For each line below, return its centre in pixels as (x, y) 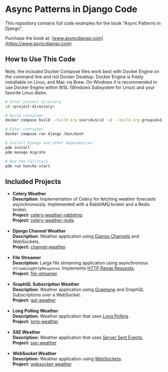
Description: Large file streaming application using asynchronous (80, 263)
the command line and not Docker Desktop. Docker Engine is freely (74, 77)
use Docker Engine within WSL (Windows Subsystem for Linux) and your (80, 87)
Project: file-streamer (35, 274)
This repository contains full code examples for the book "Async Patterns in (83, 23)
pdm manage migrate (25, 152)
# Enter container (24, 129)
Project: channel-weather (39, 247)
